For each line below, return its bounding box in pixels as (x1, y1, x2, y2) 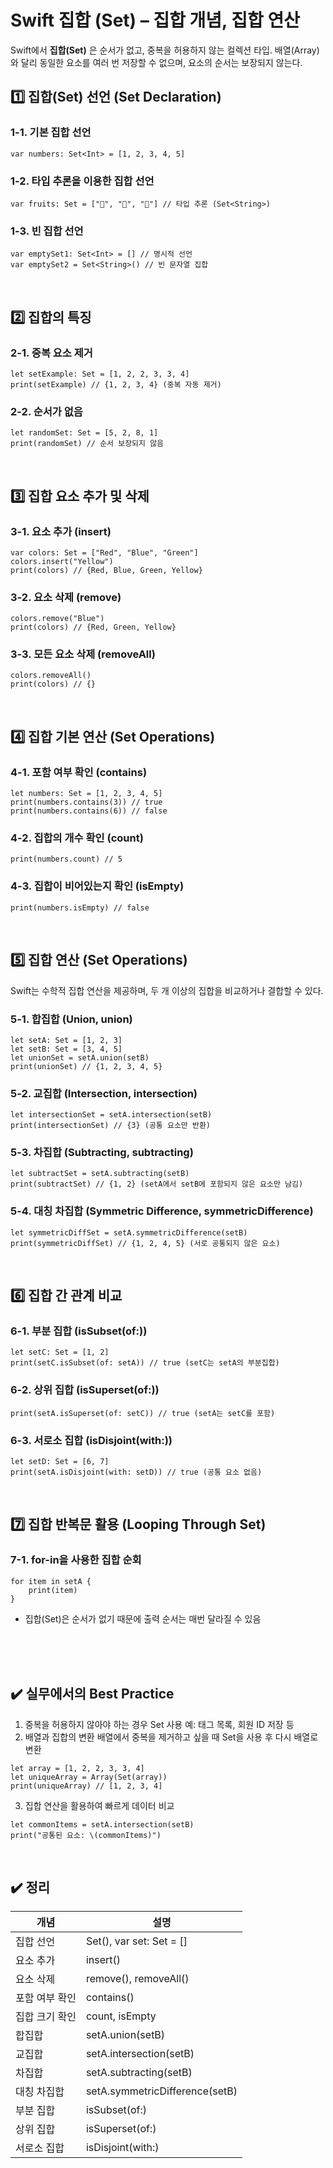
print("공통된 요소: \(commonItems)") (10, 1830, 162, 1840)
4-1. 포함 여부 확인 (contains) (10, 765, 148, 779)
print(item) (28, 1585, 78, 1595)
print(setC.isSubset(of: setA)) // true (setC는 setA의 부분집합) (10, 1358, 280, 1368)
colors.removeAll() (10, 671, 92, 681)
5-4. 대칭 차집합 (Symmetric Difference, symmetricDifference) (10, 1204, 314, 1218)
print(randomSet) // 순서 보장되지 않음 (10, 439, 165, 449)
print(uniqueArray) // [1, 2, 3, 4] (10, 1781, 163, 1791)
